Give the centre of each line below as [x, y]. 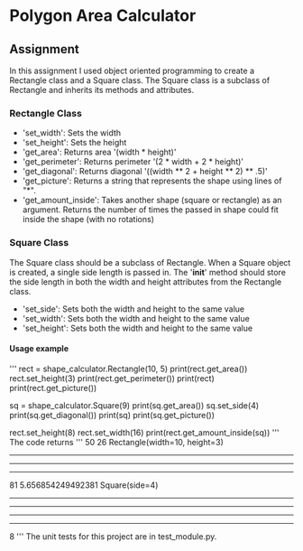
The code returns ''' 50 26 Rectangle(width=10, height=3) [116, 442]
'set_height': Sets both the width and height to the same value [138, 328]
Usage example [39, 349]
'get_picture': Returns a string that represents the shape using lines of [152, 181]
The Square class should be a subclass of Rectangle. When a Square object [150, 262]
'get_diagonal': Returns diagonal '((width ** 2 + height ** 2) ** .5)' [145, 172]
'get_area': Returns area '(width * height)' [99, 152]
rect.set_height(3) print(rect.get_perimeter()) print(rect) [112, 378]
